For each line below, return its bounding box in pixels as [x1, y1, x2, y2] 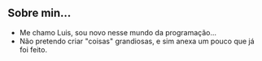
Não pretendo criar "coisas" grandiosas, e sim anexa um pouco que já [19, 36, 255, 46]
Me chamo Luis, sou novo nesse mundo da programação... [19, 27, 217, 37]
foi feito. [19, 44, 48, 55]
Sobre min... [7, 6, 72, 20]
